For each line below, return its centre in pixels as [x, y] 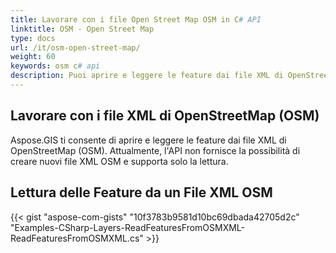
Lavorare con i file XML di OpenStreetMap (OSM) [165, 116]
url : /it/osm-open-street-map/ [75, 47]
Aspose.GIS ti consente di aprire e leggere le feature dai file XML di [148, 140]
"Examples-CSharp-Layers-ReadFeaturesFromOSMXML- [128, 227]
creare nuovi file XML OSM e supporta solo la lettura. [119, 161]
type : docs [33, 38]
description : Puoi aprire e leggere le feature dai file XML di [147, 76]
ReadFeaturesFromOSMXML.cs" [77, 238]
